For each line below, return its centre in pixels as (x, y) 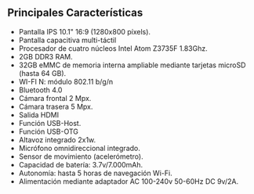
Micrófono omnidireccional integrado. (79, 148)
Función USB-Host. (50, 123)
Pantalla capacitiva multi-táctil (67, 40)
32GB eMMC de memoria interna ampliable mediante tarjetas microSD (132, 65)
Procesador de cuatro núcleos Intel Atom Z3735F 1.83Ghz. (113, 48)
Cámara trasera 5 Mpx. (56, 106)
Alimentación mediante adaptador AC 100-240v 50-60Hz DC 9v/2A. (129, 181)
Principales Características (75, 13)
